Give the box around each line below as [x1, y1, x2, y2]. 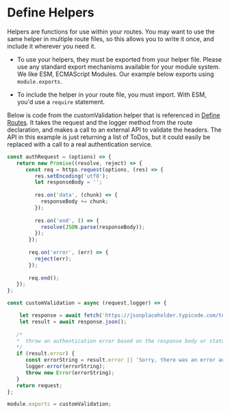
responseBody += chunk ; [40, 198, 109, 205]
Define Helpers [7, 5, 94, 21]
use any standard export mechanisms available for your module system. [16, 62, 220, 71]
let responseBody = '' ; [34, 179, 103, 186]
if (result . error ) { [16, 350, 75, 357]
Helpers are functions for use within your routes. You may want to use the [7, 27, 216, 36]
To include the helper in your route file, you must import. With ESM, [16, 90, 207, 99]
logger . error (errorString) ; [25, 363, 106, 370]
